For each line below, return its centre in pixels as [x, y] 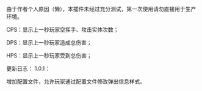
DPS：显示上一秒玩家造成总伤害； [49, 42]
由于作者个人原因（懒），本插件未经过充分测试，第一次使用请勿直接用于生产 [101, 9]
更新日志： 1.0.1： [28, 68]
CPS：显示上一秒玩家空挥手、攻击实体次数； [63, 30]
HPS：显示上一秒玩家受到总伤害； [49, 56]
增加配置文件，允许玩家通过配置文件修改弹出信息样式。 [76, 82]
